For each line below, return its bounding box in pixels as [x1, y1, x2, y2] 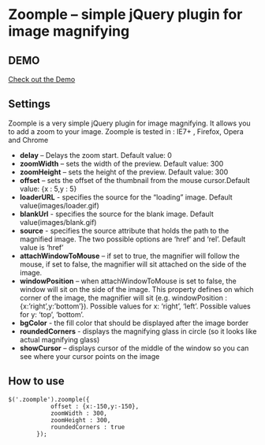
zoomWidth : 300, [50, 409, 108, 417]
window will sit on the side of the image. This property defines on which [19, 284, 254, 294]
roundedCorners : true [50, 423, 125, 431]
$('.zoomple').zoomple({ [8, 395, 90, 403]
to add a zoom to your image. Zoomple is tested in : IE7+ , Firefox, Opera [8, 126, 244, 136]
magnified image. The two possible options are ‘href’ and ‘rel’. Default [19, 234, 246, 244]
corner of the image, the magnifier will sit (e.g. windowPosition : [19, 293, 227, 302]
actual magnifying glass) [19, 335, 100, 344]
